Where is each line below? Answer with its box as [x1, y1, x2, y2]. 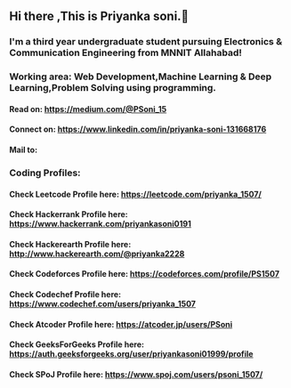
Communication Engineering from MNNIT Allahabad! [9, 46, 242, 59]
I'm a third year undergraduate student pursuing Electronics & [9, 36, 283, 48]
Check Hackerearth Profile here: [9, 238, 132, 249]
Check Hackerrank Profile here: [9, 209, 129, 220]
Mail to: [9, 144, 38, 156]
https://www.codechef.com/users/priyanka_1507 [9, 298, 196, 309]
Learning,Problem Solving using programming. [9, 82, 216, 94]
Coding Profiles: [9, 166, 82, 179]
